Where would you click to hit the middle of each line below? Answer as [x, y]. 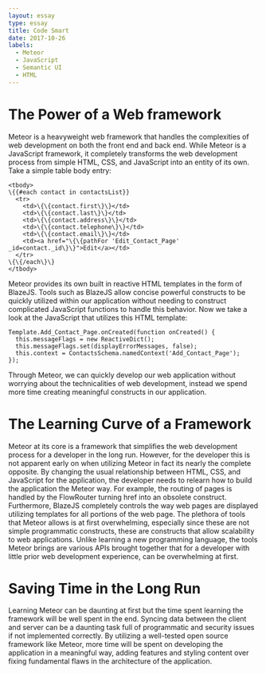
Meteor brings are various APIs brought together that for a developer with [129, 548]
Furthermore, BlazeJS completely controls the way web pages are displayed [133, 505]
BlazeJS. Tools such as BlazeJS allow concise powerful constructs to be [127, 292]
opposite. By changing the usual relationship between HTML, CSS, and [125, 471]
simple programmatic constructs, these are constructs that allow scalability [131, 530]
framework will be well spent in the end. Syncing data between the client [127, 619]
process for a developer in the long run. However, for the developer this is [129, 455]
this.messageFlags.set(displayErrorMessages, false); [106, 346]
